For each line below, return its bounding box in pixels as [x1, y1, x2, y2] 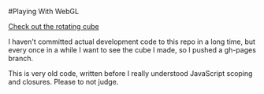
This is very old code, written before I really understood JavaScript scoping [8, 69, 253, 78]
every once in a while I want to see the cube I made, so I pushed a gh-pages [8, 45, 256, 54]
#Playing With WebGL [8, 7, 80, 16]
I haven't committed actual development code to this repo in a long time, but [8, 37, 256, 46]
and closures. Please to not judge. [8, 78, 119, 86]
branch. [8, 54, 34, 63]
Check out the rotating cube [8, 22, 100, 31]
